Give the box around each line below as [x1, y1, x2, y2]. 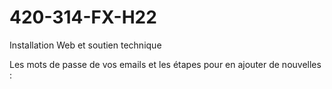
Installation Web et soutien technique [9, 39, 162, 51]
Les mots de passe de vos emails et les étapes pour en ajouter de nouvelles [9, 58, 322, 70]
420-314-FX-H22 [9, 6, 157, 29]
